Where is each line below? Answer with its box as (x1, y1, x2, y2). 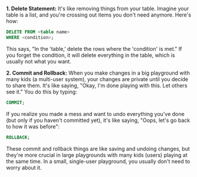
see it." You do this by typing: (6, 88, 78, 95)
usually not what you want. (6, 57, 72, 65)
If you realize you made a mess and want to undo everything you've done (6, 110, 185, 117)
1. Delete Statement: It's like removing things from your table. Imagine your (6, 5, 189, 12)
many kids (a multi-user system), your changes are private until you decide (6, 75, 189, 82)
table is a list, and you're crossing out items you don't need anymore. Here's (6, 11, 192, 18)
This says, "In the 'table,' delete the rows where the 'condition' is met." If (6, 45, 182, 52)
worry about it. (6, 164, 42, 171)
